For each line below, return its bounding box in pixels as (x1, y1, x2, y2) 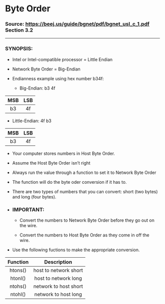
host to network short (33, 267, 83, 274)
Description (44, 259, 72, 266)
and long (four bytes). (12, 194, 56, 200)
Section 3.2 (5, 27, 33, 34)
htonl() (10, 275, 26, 282)
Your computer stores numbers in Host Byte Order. (12, 150, 115, 156)
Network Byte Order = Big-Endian (12, 66, 81, 72)
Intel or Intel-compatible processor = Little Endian (12, 56, 113, 62)
